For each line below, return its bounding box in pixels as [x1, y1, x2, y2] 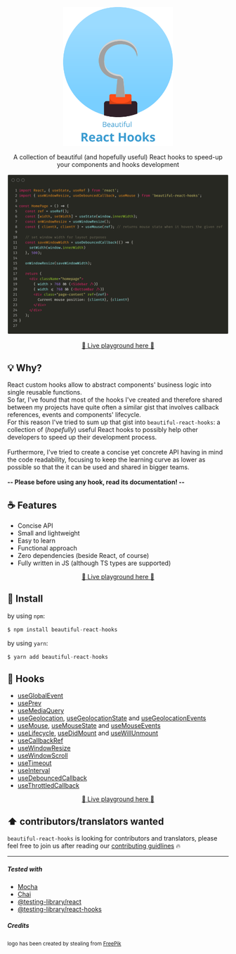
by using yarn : [7, 638, 48, 648]
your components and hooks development [56, 161, 180, 169]
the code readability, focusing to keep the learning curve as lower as [7, 455, 206, 464]
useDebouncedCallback [17, 774, 88, 782]
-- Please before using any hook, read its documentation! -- [7, 478, 185, 486]
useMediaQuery [17, 707, 65, 715]
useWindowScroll [17, 751, 68, 760]
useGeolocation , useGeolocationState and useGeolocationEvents [17, 714, 206, 722]
